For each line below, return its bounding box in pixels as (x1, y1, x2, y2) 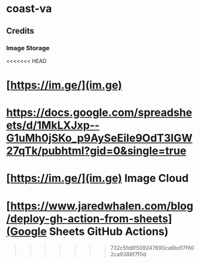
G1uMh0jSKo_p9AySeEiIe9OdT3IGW (6, 131, 193, 145)
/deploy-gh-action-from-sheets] (6, 212, 172, 225)
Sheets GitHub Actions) (49, 225, 169, 238)
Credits (6, 26, 35, 36)
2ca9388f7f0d (110, 251, 147, 258)
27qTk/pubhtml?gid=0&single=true (6, 144, 187, 158)
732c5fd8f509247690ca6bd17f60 (110, 244, 195, 252)
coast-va (6, 2, 52, 16)
